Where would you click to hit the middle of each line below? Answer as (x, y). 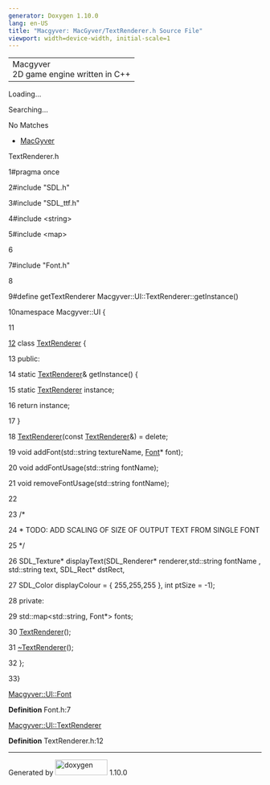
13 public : (24, 359)
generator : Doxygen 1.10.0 (53, 16)
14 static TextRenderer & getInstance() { (73, 374)
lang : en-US (28, 23)
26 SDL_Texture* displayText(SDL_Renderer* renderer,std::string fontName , (135, 561)
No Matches (29, 125)
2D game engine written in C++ (72, 75)
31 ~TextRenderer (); (41, 648)
